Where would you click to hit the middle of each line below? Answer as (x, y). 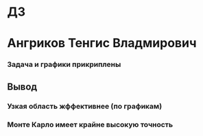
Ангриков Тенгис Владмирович (102, 43)
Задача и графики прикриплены (64, 64)
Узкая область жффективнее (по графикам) (85, 106)
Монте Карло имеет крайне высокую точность (90, 124)
